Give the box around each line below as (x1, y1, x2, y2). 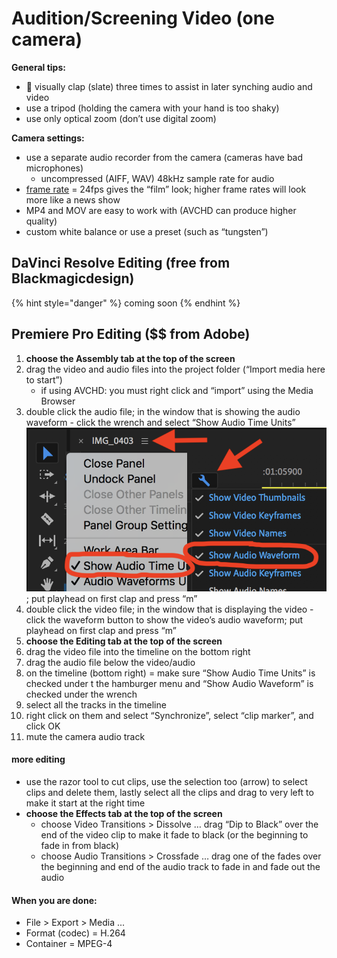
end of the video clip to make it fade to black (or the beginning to (40, 828, 309, 841)
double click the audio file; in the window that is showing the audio (25, 405, 301, 417)
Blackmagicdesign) (11, 270, 135, 287)
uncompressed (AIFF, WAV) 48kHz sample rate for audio (40, 172, 275, 184)
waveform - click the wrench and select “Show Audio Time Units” (25, 416, 296, 428)
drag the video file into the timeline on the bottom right (25, 645, 251, 657)
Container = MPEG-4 (25, 938, 113, 950)
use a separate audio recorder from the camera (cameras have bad (25, 151, 304, 163)
